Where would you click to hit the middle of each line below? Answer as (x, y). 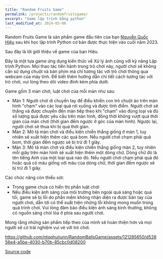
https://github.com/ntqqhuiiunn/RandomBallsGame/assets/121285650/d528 (81, 237)
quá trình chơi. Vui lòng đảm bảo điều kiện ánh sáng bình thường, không (84, 208)
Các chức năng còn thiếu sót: (35, 178)
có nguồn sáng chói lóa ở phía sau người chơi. (58, 213)
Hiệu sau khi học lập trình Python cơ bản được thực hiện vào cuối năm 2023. (82, 42)
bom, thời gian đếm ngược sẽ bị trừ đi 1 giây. (56, 142)
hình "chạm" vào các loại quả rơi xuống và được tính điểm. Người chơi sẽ (85, 106)
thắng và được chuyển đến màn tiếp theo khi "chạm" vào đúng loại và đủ (85, 111)
